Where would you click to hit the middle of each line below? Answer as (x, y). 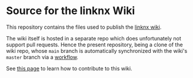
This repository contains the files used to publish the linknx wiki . (84, 27)
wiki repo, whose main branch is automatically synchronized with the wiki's (97, 50)
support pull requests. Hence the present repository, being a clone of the (95, 45)
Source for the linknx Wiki (71, 11)
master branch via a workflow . (42, 57)
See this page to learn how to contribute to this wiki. (69, 68)
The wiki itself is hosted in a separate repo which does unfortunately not (94, 38)
